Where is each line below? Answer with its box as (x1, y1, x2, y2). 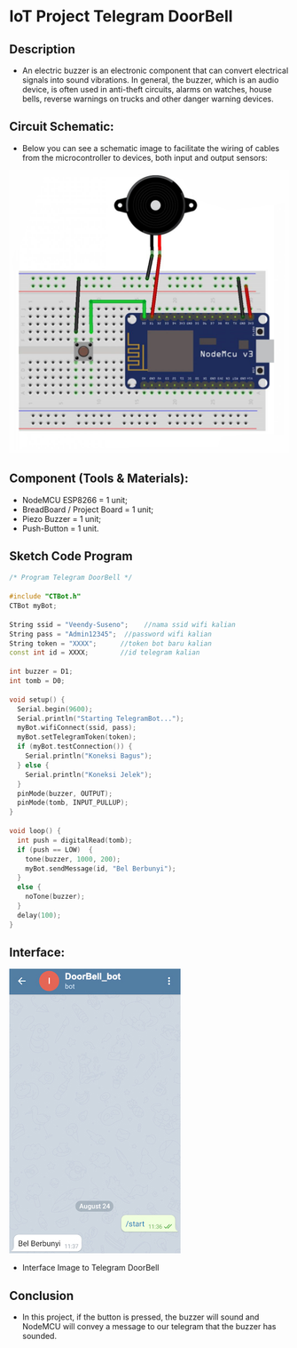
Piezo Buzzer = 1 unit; (21, 513, 102, 524)
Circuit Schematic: (9, 119, 114, 134)
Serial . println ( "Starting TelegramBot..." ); (17, 714, 184, 723)
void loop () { (9, 827, 62, 836)
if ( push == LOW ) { (17, 845, 93, 855)
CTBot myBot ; (9, 602, 58, 611)
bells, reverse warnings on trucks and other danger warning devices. (21, 93, 275, 104)
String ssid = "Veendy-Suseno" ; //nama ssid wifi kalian (9, 620, 237, 629)
